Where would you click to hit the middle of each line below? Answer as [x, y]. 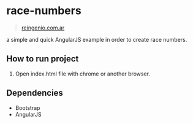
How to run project [43, 59]
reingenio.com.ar [43, 28]
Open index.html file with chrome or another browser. [82, 74]
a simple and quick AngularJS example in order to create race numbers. [97, 39]
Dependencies [35, 93]
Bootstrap [28, 107]
